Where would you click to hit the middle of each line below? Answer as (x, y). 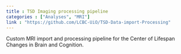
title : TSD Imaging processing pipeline (57, 11)
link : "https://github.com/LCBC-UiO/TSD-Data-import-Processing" (88, 22)
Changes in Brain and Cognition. (45, 45)
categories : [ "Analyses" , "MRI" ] (48, 17)
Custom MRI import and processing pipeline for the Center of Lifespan (90, 39)
